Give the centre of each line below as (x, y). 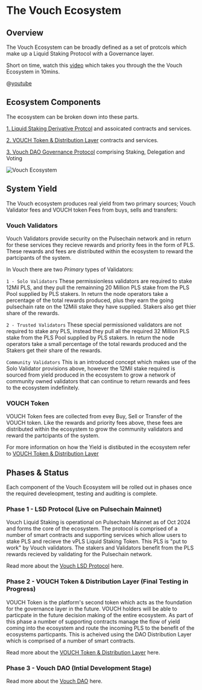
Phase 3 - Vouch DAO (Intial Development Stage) (79, 668)
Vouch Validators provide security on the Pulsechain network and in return (99, 238)
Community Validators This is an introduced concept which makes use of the (101, 362)
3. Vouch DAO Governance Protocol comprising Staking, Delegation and (96, 152)
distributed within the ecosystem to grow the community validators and (95, 429)
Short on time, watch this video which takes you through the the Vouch (94, 65)
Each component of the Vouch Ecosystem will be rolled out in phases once (99, 487)
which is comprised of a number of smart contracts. (71, 641)
